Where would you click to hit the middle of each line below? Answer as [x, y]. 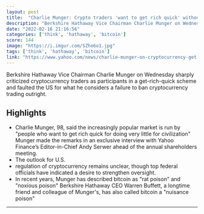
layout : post [23, 12]
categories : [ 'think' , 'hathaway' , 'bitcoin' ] [66, 35]
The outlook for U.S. [40, 160]
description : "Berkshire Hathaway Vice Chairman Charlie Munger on [93, 23]
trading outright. [26, 94]
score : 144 [20, 40]
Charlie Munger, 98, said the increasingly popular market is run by [98, 128]
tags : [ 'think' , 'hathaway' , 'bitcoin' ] [58, 52]
